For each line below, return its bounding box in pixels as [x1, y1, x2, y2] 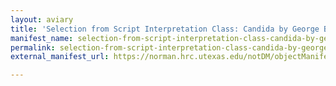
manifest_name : [10, 33, 74, 43]
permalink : [10, 42, 56, 53]
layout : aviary [10, 14, 74, 25]
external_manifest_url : [10, 52, 110, 62]
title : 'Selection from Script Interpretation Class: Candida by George [10, 24, 320, 34]
